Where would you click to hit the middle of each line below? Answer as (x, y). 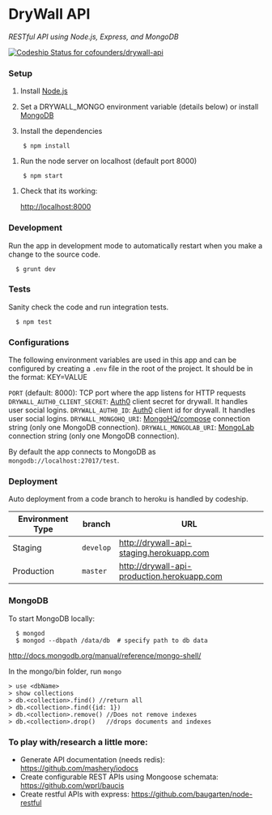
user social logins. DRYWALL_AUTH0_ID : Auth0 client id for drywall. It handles (132, 410)
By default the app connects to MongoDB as (82, 452)
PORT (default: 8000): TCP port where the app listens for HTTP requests (127, 393)
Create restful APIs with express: (74, 794)
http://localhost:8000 (55, 207)
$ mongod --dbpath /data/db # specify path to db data (112, 640)
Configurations (39, 342)
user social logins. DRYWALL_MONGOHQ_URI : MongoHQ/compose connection (130, 419)
